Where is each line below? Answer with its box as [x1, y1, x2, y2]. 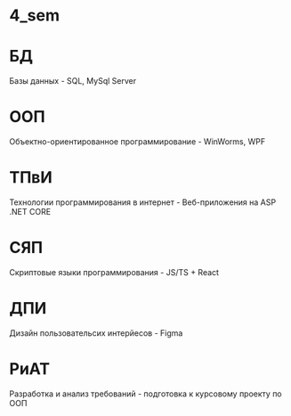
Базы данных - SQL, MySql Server [9, 76, 136, 86]
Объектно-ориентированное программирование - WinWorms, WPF [9, 136, 265, 147]
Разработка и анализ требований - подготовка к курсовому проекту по [9, 388, 282, 399]
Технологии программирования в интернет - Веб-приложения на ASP [9, 197, 277, 208]
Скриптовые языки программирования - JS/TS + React [9, 266, 220, 277]
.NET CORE [9, 207, 52, 216]
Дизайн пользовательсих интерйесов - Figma [9, 327, 183, 339]
